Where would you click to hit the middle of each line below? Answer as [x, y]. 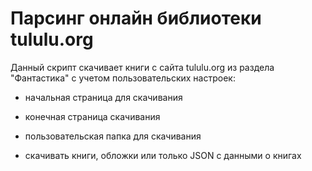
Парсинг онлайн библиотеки [136, 18]
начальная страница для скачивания [103, 97]
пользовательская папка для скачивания [113, 136]
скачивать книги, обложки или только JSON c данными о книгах [163, 155]
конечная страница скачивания [92, 116]
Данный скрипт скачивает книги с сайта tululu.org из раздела [142, 67]
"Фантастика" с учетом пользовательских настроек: [123, 78]
